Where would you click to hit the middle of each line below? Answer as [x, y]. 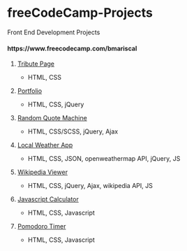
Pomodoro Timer [42, 227]
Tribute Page [36, 64]
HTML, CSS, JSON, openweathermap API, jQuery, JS [104, 159]
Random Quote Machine [52, 118]
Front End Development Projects [54, 32]
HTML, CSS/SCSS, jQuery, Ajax [73, 131]
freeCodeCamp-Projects [80, 13]
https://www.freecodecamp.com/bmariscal [72, 48]
